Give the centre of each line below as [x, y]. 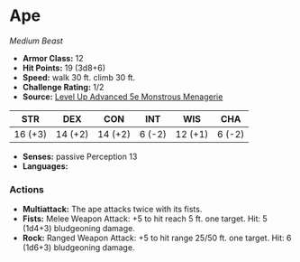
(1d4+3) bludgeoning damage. [78, 229]
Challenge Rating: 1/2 [63, 87]
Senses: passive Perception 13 [80, 156]
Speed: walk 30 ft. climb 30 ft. [79, 77]
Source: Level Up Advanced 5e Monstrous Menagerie [123, 97]
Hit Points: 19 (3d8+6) [64, 68]
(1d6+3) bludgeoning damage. [78, 248]
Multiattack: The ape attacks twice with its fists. [112, 210]
